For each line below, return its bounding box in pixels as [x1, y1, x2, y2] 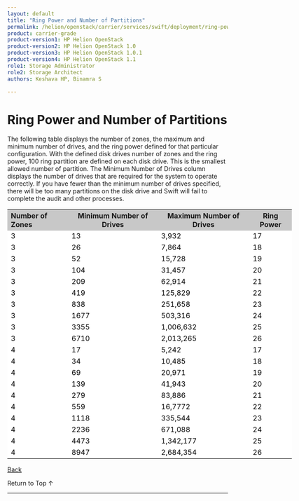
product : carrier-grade [7, 29, 77, 37]
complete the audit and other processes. [7, 194, 125, 203]
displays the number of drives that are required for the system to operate [7, 172, 218, 181]
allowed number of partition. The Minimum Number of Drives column [7, 165, 206, 173]
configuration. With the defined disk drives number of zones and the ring [7, 150, 218, 158]
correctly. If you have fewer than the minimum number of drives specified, [7, 179, 221, 188]
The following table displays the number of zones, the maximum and [7, 135, 205, 144]
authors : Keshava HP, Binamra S [7, 75, 102, 83]
